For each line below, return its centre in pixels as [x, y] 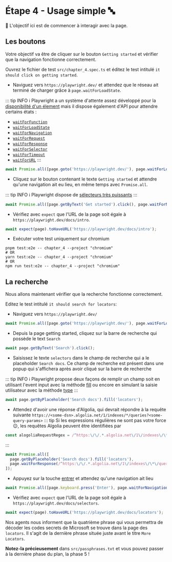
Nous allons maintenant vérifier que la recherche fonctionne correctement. [84, 294]
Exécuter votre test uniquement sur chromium [61, 239]
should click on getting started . [41, 75]
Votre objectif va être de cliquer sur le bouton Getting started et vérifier [82, 54]
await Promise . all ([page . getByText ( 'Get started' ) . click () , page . [78, 204]
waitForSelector [30, 149]
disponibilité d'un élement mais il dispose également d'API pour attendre [81, 106]
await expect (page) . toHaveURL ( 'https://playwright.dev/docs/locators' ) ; [84, 513]
